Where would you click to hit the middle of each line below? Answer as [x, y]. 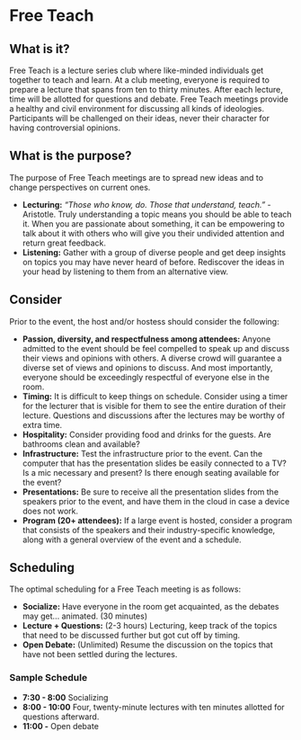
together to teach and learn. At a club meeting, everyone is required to [139, 80]
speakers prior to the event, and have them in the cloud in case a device [156, 501]
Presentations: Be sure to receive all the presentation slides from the [150, 492]
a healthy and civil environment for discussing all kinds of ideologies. [137, 108]
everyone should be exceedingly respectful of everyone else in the [146, 377]
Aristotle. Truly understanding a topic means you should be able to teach [157, 214]
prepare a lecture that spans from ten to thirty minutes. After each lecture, [146, 89]
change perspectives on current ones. [80, 187]
